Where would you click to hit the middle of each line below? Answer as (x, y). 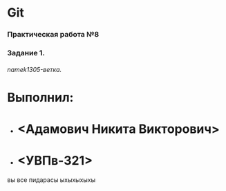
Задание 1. (26, 53)
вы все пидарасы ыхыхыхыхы (51, 180)
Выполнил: (40, 97)
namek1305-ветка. (35, 69)
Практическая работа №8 (53, 35)
